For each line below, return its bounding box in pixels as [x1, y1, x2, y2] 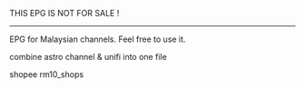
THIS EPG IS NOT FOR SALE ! [9, 8, 120, 18]
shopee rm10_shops [9, 69, 84, 80]
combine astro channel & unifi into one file [9, 52, 168, 62]
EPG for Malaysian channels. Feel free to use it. [9, 34, 186, 44]
